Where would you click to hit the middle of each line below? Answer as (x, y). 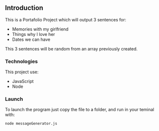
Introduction (24, 8)
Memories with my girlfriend (40, 29)
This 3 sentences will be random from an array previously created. (72, 49)
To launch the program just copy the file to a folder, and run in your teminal (79, 110)
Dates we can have (31, 39)
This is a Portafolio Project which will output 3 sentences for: (66, 19)
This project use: (22, 72)
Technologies (21, 61)
